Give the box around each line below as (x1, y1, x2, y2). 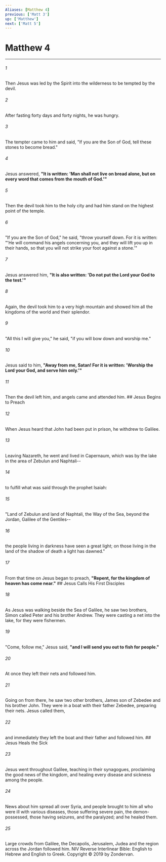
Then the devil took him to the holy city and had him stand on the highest (5, 203, 154, 209)
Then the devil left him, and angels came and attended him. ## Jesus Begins (5, 394, 161, 400)
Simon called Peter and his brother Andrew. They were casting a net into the (5, 612, 161, 618)
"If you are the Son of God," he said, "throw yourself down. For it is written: (5, 234, 158, 240)
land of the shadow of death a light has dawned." (5, 548, 105, 554)
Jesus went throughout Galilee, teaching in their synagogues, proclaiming (5, 766, 155, 772)
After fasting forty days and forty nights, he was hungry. (5, 112, 120, 118)
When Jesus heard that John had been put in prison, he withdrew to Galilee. (5, 426, 160, 432)
